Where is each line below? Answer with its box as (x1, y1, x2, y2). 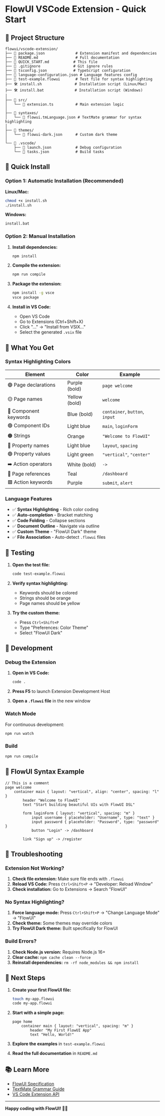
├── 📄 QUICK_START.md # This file (5, 60, 98, 65)
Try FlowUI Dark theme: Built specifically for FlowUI (12, 925, 118, 931)
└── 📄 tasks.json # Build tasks (14, 149, 105, 154)
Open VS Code (19, 314, 50, 320)
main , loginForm (102, 423, 138, 429)
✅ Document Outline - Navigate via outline (12, 523, 100, 529)
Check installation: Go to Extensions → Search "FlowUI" (12, 886, 127, 892)
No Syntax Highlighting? (5, 899, 65, 906)
